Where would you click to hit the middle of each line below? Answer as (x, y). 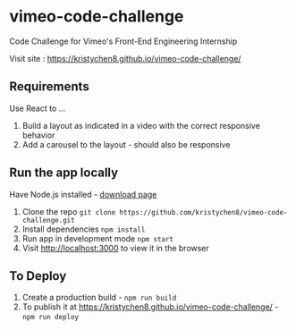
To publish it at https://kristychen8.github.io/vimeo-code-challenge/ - (150, 307)
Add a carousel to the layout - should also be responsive (126, 144)
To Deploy (38, 276)
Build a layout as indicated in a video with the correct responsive (141, 125)
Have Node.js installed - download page (83, 194)
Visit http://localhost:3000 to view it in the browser (116, 248)
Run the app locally (64, 173)
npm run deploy (51, 317)
